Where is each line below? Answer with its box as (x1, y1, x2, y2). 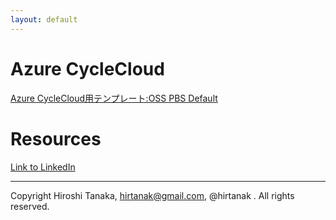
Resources (10, 127, 102, 150)
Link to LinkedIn (10, 161, 76, 173)
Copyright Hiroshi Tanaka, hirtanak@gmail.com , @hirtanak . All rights (10, 189, 295, 201)
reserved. (10, 200, 50, 212)
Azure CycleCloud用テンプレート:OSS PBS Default (10, 92, 218, 104)
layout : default (10, 14, 78, 25)
